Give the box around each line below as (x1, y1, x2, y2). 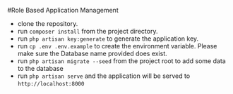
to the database (17, 65, 64, 72)
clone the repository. (17, 20, 78, 27)
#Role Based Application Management (7, 6, 119, 14)
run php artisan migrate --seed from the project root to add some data (17, 57, 226, 65)
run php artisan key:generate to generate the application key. (17, 34, 199, 43)
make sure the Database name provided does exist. (17, 49, 167, 58)
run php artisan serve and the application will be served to (17, 72, 191, 80)
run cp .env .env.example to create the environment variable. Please (17, 42, 217, 50)
